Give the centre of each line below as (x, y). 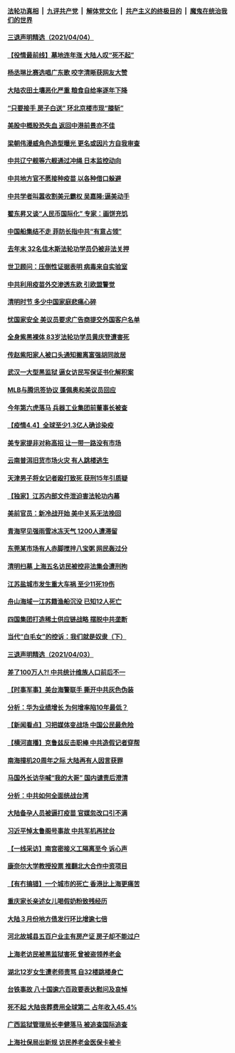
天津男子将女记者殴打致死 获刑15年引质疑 (68, 478)
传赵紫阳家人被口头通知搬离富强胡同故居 (67, 354)
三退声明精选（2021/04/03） (51, 654)
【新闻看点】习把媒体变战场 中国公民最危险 (70, 725)
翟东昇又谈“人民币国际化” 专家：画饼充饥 (68, 214)
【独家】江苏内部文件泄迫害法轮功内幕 (63, 496)
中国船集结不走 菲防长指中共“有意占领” (65, 231)
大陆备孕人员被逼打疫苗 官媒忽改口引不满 (68, 813)
